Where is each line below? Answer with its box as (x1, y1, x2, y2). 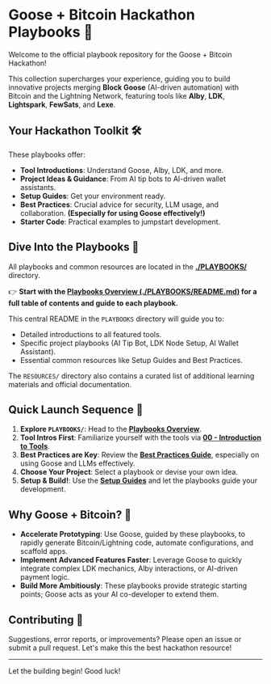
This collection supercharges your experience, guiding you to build (8, 74, 231, 83)
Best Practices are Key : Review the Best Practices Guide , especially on (19, 450, 260, 460)
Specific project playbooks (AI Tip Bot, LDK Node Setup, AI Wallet (19, 338, 240, 348)
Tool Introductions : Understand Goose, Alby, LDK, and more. (19, 165, 224, 175)
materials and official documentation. (8, 379, 132, 389)
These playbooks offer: (8, 150, 86, 159)
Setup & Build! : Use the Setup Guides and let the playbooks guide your (19, 475, 258, 486)
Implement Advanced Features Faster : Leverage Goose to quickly (19, 555, 242, 565)
